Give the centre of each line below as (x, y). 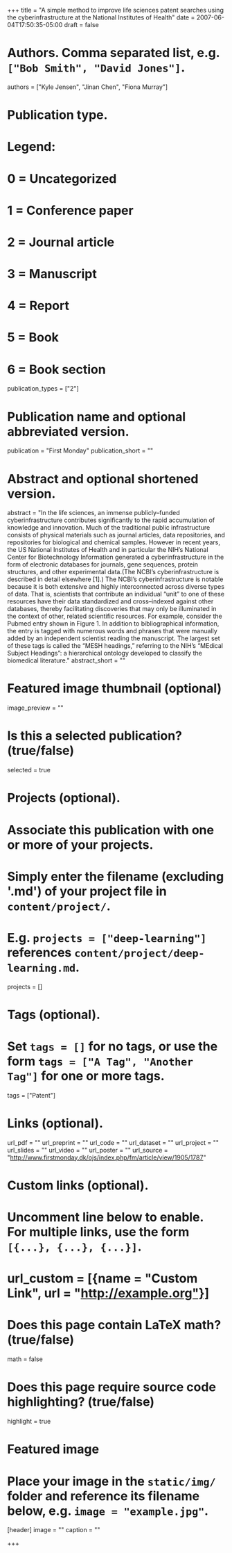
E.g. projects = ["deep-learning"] (107, 937)
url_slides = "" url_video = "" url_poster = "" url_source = (88, 1150)
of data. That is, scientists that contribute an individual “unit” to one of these (116, 594)
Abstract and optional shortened (103, 479)
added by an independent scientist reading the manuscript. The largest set (114, 638)
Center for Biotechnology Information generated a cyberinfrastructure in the (116, 557)
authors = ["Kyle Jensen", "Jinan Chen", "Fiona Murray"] (88, 87)
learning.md (42, 968)
